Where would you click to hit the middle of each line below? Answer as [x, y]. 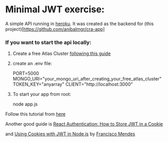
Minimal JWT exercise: [55, 9]
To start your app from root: [42, 94]
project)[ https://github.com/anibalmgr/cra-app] [55, 29]
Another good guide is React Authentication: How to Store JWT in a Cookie [84, 124]
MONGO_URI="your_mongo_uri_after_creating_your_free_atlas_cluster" [87, 79]
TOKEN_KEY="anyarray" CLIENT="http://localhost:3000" [73, 84]
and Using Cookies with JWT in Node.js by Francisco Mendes [70, 134]
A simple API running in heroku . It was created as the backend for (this [80, 24]
